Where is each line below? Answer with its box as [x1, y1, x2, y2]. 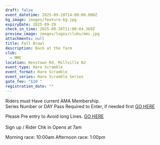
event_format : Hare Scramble [5, 70, 68, 75]
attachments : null [5, 36, 45, 42]
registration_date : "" [5, 84, 54, 89]
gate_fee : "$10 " [5, 79, 43, 84]
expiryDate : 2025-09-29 [5, 22, 56, 27]
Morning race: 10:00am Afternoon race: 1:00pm [5, 134, 106, 140]
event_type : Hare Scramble [5, 65, 63, 70]
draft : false [5, 7, 33, 13]
